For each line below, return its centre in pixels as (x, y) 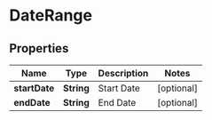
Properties (39, 48)
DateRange (51, 16)
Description (123, 73)
